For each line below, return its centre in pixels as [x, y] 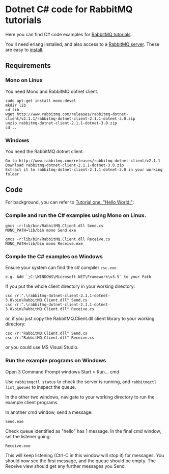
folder [12, 174]
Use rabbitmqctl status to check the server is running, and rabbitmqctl [81, 382]
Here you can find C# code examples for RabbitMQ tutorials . [69, 34]
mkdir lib [16, 105]
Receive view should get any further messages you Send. [66, 466]
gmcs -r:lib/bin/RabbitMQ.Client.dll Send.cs [54, 226]
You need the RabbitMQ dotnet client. [45, 151]
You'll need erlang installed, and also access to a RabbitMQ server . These [82, 44]
